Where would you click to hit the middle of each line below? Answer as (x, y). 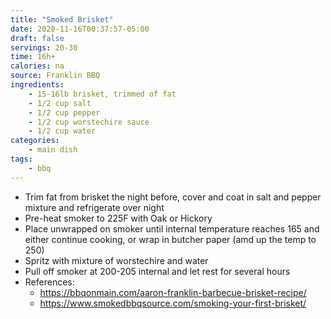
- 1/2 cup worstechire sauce (89, 122)
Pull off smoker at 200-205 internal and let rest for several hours (157, 271)
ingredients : (37, 85)
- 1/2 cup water (62, 131)
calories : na (37, 66)
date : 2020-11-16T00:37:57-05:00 (80, 29)
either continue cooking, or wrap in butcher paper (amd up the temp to (170, 239)
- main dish (53, 150)
